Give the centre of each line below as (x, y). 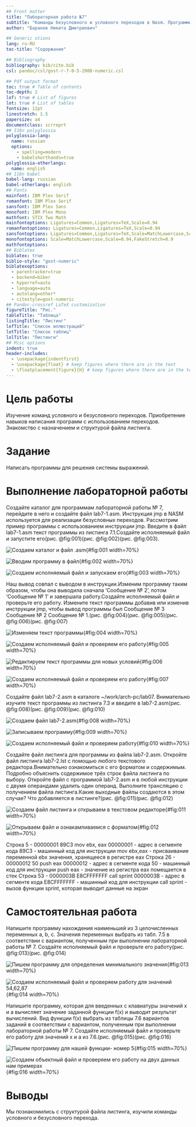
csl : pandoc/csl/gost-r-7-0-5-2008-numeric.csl (65, 71)
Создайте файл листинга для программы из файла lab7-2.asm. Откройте (97, 754)
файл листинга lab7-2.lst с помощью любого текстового (76, 761)
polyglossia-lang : (28, 136)
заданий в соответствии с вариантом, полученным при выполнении (91, 1024)
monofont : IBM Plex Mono (36, 212)
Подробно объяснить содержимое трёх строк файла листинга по (88, 773)
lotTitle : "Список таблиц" (39, 332)
